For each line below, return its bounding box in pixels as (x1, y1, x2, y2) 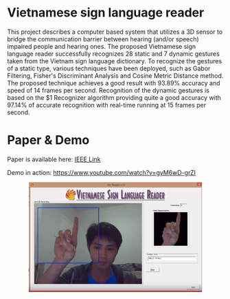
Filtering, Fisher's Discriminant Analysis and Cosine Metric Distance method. (7, 71, 224, 80)
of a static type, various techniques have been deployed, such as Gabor (7, 64, 211, 72)
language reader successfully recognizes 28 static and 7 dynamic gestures (7, 50, 220, 58)
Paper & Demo (7, 132, 90, 148)
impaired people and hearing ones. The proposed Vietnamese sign (7, 42, 196, 50)
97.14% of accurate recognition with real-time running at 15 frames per (7, 101, 207, 109)
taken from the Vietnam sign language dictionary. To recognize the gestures (7, 56, 222, 65)
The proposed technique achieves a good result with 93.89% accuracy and (7, 79, 221, 87)
